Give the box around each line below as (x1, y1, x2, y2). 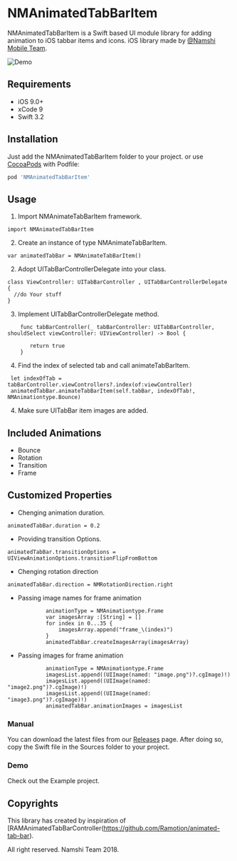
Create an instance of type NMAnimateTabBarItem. (17, 238, 167, 247)
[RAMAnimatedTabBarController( (7, 824, 105, 832)
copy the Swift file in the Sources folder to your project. (7, 742, 170, 751)
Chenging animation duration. (17, 508, 105, 517)
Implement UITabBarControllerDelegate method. (17, 310, 159, 318)
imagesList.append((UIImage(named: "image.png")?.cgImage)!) (45, 671, 231, 678)
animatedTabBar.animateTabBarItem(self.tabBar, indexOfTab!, (10, 388, 196, 395)
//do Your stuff (14, 291, 62, 298)
